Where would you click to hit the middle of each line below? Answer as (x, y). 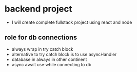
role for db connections (41, 37)
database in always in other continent (49, 59)
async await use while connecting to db (51, 64)
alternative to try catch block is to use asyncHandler (64, 54)
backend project (39, 9)
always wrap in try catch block (42, 49)
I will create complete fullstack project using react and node (72, 22)
